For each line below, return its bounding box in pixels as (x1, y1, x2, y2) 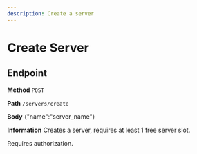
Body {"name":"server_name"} (7, 112, 95, 121)
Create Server (7, 39, 90, 55)
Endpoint (7, 67, 47, 79)
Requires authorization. (7, 139, 74, 147)
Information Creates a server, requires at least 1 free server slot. (7, 126, 191, 134)
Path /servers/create (7, 99, 69, 107)
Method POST (7, 86, 45, 94)
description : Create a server (7, 10, 95, 17)
